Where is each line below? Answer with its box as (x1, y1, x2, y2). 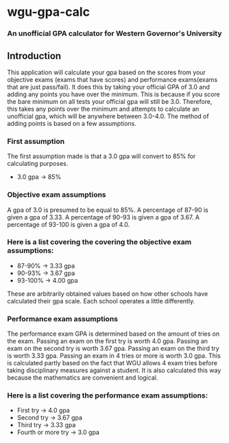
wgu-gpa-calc (7, 4, 91, 20)
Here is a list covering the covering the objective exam (7, 237, 192, 247)
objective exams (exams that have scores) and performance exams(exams (7, 75, 218, 83)
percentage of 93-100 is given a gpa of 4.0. (7, 220, 130, 228)
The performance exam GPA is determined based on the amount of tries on (7, 329, 220, 338)
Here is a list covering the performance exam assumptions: (7, 391, 208, 400)
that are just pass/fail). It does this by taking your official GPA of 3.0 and (7, 83, 210, 91)
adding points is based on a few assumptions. (7, 119, 137, 127)
